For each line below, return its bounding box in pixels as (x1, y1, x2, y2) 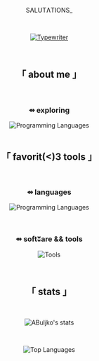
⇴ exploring (28, 105, 70, 115)
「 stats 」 (26, 285, 72, 297)
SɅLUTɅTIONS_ (25, 6, 73, 14)
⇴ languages (27, 187, 72, 197)
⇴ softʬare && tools (15, 234, 84, 244)
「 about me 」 (16, 69, 82, 81)
